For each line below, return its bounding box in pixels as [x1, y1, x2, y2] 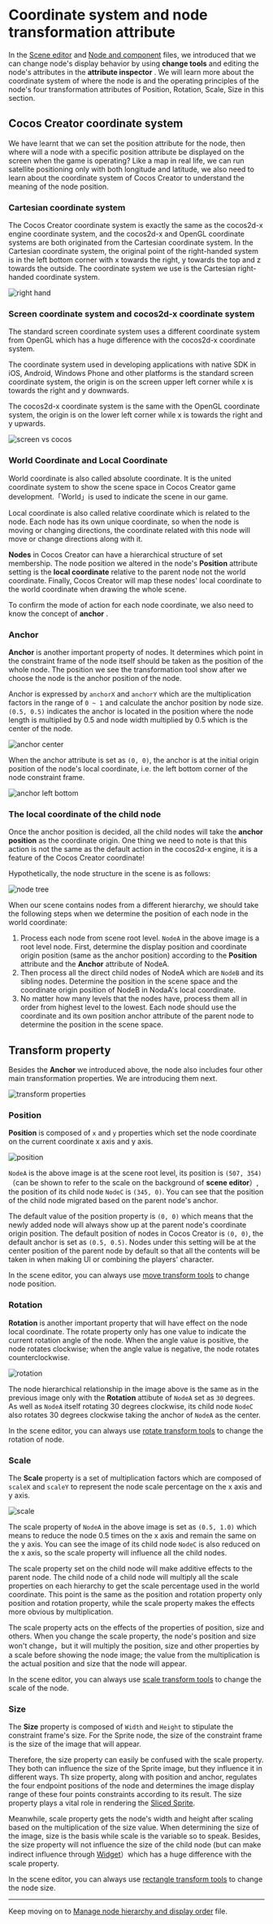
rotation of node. [8, 1434, 65, 1444]
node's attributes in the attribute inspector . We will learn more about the [8, 67, 254, 76]
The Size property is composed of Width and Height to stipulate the [8, 1722, 234, 1732]
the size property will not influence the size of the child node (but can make [8, 1840, 262, 1850]
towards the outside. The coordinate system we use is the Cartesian [8, 264, 236, 273]
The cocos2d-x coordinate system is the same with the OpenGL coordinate [8, 401, 260, 412]
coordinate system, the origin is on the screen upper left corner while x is [8, 377, 253, 387]
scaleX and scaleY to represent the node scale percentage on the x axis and [8, 1481, 262, 1491]
